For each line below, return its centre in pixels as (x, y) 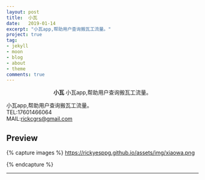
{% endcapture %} (30, 165)
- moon (15, 52)
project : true (24, 35)
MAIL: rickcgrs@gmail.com (40, 119)
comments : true (26, 74)
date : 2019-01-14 (31, 23)
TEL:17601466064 (29, 112)
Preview (22, 138)
